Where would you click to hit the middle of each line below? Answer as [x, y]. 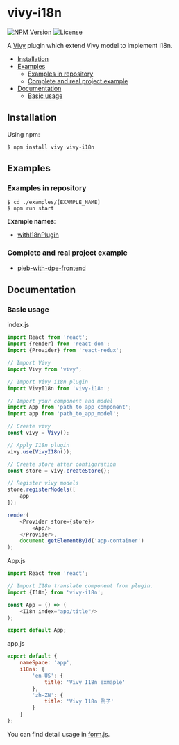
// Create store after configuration [62, 464]
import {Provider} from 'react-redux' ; [65, 351]
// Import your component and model [60, 401]
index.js [18, 325]
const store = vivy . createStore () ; [59, 471]
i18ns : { [32, 669]
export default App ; [37, 630]
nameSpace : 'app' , [46, 663]
